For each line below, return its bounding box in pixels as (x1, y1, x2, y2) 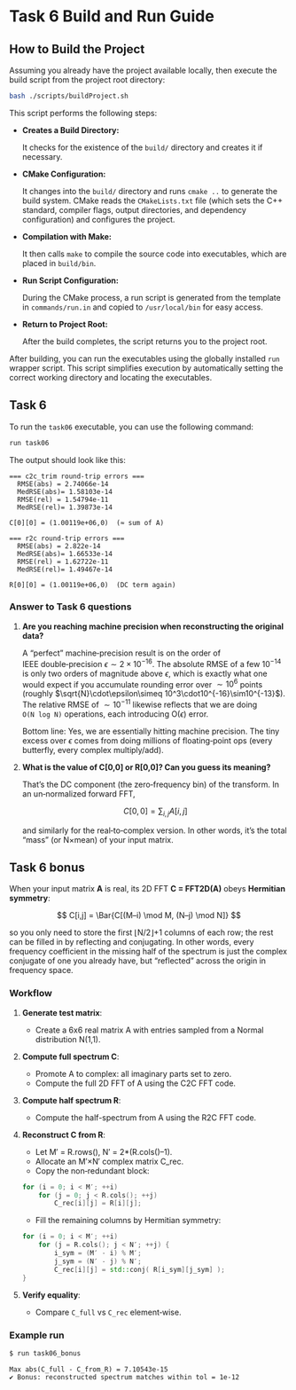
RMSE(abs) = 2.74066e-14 (17, 479, 109, 489)
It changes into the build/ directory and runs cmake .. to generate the (21, 185, 278, 196)
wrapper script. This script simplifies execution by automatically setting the (9, 362, 284, 373)
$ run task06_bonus (9, 1348, 82, 1358)
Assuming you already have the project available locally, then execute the (9, 65, 277, 75)
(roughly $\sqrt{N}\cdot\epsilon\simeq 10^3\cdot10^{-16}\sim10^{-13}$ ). (21, 688, 286, 699)
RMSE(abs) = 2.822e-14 (17, 541, 101, 551)
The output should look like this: (9, 454, 126, 465)
